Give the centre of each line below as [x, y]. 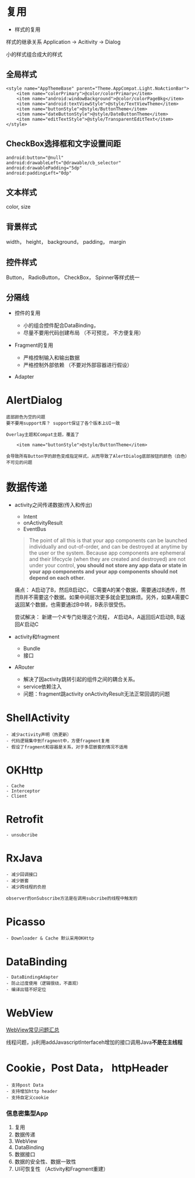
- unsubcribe [22, 835]
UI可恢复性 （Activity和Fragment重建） [62, 1169]
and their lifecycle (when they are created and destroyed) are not [107, 559]
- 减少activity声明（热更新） [39, 734]
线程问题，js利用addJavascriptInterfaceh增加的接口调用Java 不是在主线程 [94, 1042]
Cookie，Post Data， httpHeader [87, 1068]
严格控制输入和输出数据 [51, 358]
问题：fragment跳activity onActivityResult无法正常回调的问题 [97, 694]
